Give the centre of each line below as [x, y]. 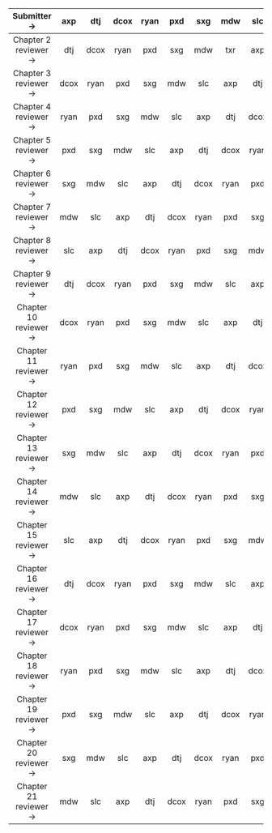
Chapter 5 [32, 140]
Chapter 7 [32, 207]
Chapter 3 [32, 73]
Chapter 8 [32, 240]
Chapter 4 [32, 107]
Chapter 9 [32, 273]
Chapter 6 [32, 173]
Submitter [32, 16]
